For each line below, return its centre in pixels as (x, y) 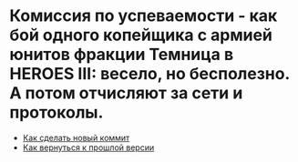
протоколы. (57, 112)
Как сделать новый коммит (76, 137)
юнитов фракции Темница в (122, 55)
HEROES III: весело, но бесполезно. (149, 74)
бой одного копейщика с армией (141, 35)
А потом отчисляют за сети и (126, 93)
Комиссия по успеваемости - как (144, 16)
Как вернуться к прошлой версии (88, 147)
